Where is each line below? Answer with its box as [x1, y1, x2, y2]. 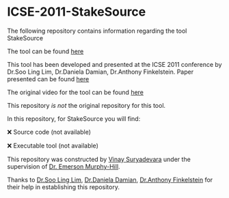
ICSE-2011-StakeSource [7, 4, 146, 20]
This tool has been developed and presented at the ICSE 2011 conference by [7, 60, 222, 68]
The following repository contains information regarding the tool [7, 27, 187, 35]
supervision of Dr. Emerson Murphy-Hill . [7, 162, 121, 171]
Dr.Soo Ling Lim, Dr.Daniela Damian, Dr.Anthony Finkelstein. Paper [7, 68, 193, 76]
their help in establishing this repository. [7, 182, 120, 191]
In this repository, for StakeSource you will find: [7, 114, 141, 123]
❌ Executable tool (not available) [7, 141, 99, 150]
